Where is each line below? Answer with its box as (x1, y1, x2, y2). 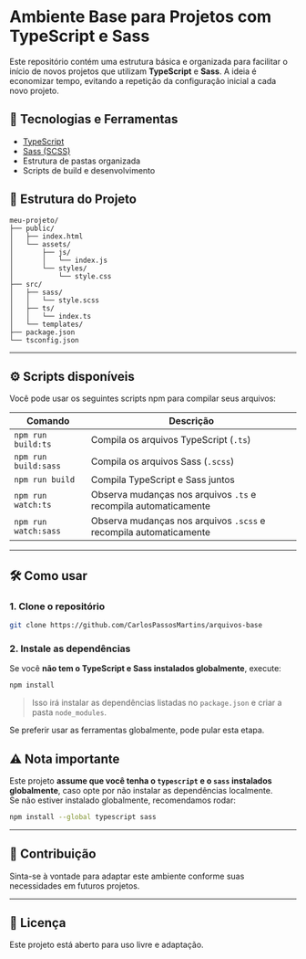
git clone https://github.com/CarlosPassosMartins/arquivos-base (9, 621, 262, 630)
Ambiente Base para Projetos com (9, 6, 271, 27)
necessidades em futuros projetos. (9, 880, 140, 891)
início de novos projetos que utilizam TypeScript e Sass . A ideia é (9, 66, 257, 77)
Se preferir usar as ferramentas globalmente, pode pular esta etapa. (9, 724, 265, 736)
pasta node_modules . (31, 707, 107, 718)
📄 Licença (9, 915, 66, 931)
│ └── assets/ (9, 239, 71, 248)
